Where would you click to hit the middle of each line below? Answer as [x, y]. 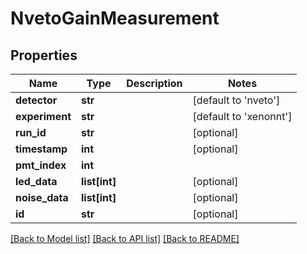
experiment [43, 116]
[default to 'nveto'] [236, 100]
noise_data [42, 197]
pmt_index [41, 165]
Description [154, 83]
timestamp [41, 149]
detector [36, 100]
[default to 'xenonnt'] [242, 116]
